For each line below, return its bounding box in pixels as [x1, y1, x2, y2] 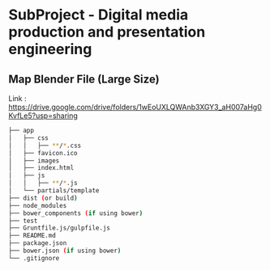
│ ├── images [8, 156, 60, 165]
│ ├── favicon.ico [8, 149, 79, 157]
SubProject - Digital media [8, 6, 189, 24]
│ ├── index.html [8, 164, 75, 172]
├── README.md [8, 232, 57, 240]
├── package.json [8, 239, 67, 247]
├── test [8, 217, 38, 225]
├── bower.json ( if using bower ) [8, 247, 122, 255]
